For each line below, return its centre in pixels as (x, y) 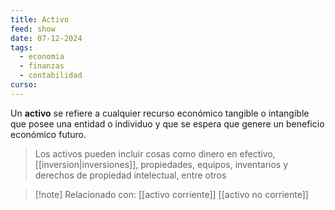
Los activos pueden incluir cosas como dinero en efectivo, (155, 153)
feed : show (33, 29)
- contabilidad (51, 76)
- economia (42, 57)
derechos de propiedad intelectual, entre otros (130, 175)
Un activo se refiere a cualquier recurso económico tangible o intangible (160, 113)
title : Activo (40, 19)
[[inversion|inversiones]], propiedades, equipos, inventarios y (161, 164)
